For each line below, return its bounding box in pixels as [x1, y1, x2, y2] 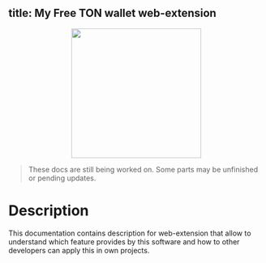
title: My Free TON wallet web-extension [8, 6, 217, 20]
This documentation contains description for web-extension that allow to [8, 228, 251, 238]
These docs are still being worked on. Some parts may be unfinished [28, 164, 258, 174]
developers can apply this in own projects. [8, 245, 150, 255]
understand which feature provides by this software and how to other [8, 236, 240, 246]
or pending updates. [28, 173, 97, 183]
